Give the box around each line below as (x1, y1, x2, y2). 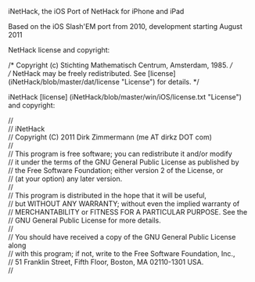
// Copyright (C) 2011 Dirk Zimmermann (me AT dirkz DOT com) (8, 132, 213, 142)
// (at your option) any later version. (8, 174, 123, 183)
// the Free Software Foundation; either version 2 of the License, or (8, 166, 224, 175)
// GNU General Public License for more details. (8, 215, 162, 225)
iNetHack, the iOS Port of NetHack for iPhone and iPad (8, 7, 185, 16)
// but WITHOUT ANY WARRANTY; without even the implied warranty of (8, 199, 240, 208)
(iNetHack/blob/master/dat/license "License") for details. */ (8, 78, 199, 86)
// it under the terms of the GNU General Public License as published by (8, 157, 240, 167)
